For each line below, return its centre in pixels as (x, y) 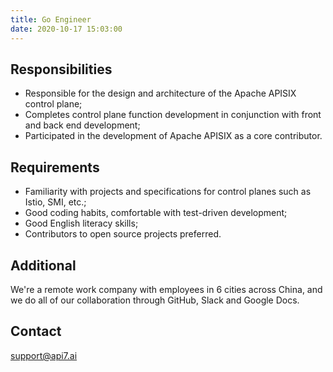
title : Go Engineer (51, 19)
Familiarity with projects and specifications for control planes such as (168, 192)
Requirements (55, 167)
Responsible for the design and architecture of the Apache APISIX (160, 93)
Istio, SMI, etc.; (55, 202)
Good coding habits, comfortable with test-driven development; (156, 213)
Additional (43, 265)
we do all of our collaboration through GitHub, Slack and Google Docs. (155, 300)
